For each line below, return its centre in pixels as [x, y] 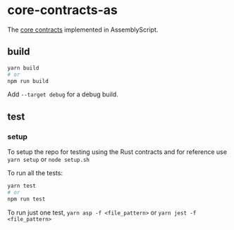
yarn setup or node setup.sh [49, 160]
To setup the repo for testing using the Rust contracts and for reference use [117, 152]
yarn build [23, 68]
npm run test [26, 199]
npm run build [28, 81]
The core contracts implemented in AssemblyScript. [83, 30]
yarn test [22, 186]
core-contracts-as [62, 10]
